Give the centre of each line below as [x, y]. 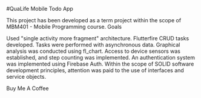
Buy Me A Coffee [28, 88]
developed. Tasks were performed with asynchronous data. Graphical [93, 45]
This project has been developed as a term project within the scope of [94, 20]
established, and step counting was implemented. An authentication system [101, 57]
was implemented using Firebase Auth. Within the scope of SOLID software [100, 64]
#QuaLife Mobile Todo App [40, 9]
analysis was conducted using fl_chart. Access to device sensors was [93, 51]
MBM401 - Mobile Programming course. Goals [64, 27]
